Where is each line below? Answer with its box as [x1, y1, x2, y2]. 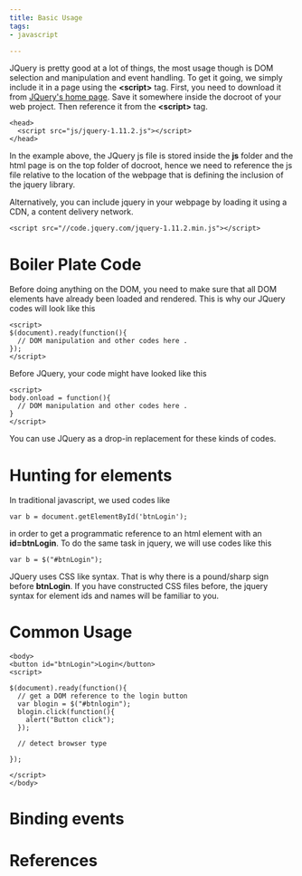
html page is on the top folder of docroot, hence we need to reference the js [9, 160, 293, 171]
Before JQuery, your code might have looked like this [9, 368, 207, 379]
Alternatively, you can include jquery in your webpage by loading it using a [9, 196, 288, 208]
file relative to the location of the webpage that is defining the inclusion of [9, 169, 284, 181]
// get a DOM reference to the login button [17, 691, 188, 701]
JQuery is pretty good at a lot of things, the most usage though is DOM [9, 62, 274, 73]
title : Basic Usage [9, 13, 83, 23]
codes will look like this [9, 303, 96, 314]
